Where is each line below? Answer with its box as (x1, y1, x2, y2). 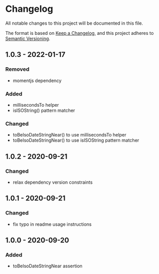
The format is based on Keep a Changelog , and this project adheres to (5, 30, 154, 36)
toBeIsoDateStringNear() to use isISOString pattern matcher (12, 137, 140, 144)
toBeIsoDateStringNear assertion (12, 263, 83, 269)
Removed (5, 66, 30, 73)
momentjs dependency (12, 77, 62, 84)
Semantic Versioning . (5, 35, 50, 42)
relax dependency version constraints (12, 179, 93, 185)
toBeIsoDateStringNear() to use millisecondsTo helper (12, 132, 127, 138)
